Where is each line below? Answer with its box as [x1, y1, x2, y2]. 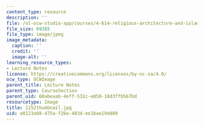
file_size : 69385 [6, 25, 50, 32]
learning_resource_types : [6, 59, 72, 65]
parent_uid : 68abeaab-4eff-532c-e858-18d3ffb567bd [6, 93, 137, 99]
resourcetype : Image [6, 99, 59, 105]
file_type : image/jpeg [6, 31, 64, 38]
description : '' [6, 15, 47, 21]
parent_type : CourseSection [6, 88, 78, 94]
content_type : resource [6, 8, 67, 15]
